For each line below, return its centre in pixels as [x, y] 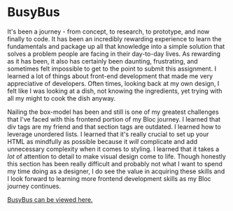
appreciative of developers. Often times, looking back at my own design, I [113, 83]
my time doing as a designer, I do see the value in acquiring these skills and [116, 171]
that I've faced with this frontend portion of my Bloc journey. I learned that [114, 119]
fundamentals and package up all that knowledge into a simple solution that [116, 46]
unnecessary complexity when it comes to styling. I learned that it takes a [113, 149]
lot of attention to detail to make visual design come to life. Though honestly [116, 156]
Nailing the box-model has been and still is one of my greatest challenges [113, 112]
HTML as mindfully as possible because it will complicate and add [103, 141]
